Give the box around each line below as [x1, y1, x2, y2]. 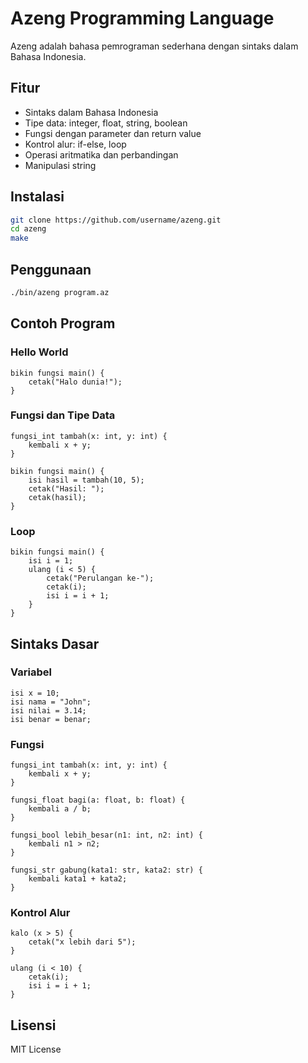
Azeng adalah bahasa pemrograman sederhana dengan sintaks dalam [10, 40, 299, 52]
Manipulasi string [24, 159, 97, 171]
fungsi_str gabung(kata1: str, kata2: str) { [10, 865, 203, 876]
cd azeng [10, 224, 47, 234]
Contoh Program [10, 315, 116, 332]
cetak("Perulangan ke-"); [46, 573, 155, 584]
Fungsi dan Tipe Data [10, 408, 116, 422]
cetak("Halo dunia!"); [28, 377, 123, 387]
